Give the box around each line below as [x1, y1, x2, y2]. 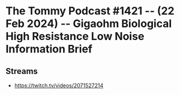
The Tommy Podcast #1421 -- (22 [5, 4, 175, 18]
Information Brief [5, 42, 92, 56]
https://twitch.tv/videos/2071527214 [14, 82, 104, 89]
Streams [5, 66, 38, 76]
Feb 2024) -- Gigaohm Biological [5, 17, 172, 30]
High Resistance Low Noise [5, 30, 145, 43]
